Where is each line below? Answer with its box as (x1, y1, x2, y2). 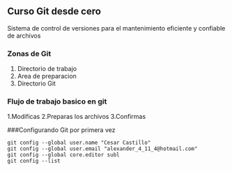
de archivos (7, 31, 41, 40)
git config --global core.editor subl (7, 152, 120, 158)
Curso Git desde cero (7, 6, 101, 17)
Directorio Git (17, 79, 56, 88)
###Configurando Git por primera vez (7, 126, 116, 134)
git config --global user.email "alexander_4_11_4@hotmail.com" (7, 145, 198, 152)
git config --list (7, 158, 61, 165)
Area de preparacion (17, 72, 77, 81)
